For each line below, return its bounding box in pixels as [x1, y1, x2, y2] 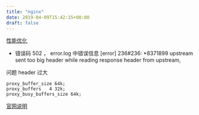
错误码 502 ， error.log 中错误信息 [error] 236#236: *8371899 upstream [14, 50, 194, 57]
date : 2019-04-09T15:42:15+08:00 [6, 14, 90, 20]
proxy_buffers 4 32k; [6, 86, 66, 92]
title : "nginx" [6, 8, 44, 15]
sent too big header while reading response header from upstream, [14, 56, 181, 63]
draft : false [6, 20, 39, 26]
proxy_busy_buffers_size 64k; [6, 91, 82, 98]
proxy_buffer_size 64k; [6, 81, 66, 87]
